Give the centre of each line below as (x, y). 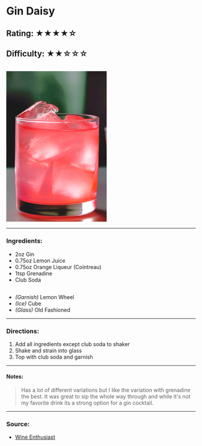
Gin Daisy (31, 11)
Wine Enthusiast (35, 437)
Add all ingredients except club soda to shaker (72, 344)
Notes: (15, 376)
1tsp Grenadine (34, 273)
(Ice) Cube (28, 304)
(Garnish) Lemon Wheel (44, 297)
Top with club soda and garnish (54, 357)
